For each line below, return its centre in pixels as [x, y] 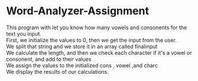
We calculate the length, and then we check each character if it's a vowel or [99, 52]
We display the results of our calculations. [57, 71]
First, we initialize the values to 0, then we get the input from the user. [92, 40]
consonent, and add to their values [49, 59]
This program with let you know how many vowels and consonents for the [97, 27]
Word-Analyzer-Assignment [78, 11]
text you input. [24, 33]
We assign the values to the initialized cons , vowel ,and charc [82, 65]
